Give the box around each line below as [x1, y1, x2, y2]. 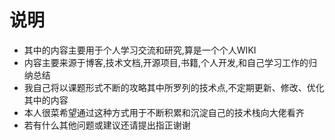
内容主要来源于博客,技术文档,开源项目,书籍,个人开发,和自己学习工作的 [23, 56, 309, 68]
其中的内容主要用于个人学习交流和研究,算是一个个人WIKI [23, 44, 257, 56]
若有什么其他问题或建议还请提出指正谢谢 [23, 119, 191, 131]
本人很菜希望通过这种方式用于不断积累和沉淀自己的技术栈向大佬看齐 [23, 106, 305, 118]
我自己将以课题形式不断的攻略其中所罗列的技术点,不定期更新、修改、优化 [23, 81, 325, 93]
